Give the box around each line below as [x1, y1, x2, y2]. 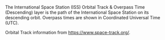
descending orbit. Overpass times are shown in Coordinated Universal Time [5, 15, 161, 20]
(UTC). [5, 20, 19, 26]
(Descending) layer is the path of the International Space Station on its [5, 9, 149, 15]
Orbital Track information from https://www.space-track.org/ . [5, 30, 131, 35]
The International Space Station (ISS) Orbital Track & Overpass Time [5, 4, 145, 10]
